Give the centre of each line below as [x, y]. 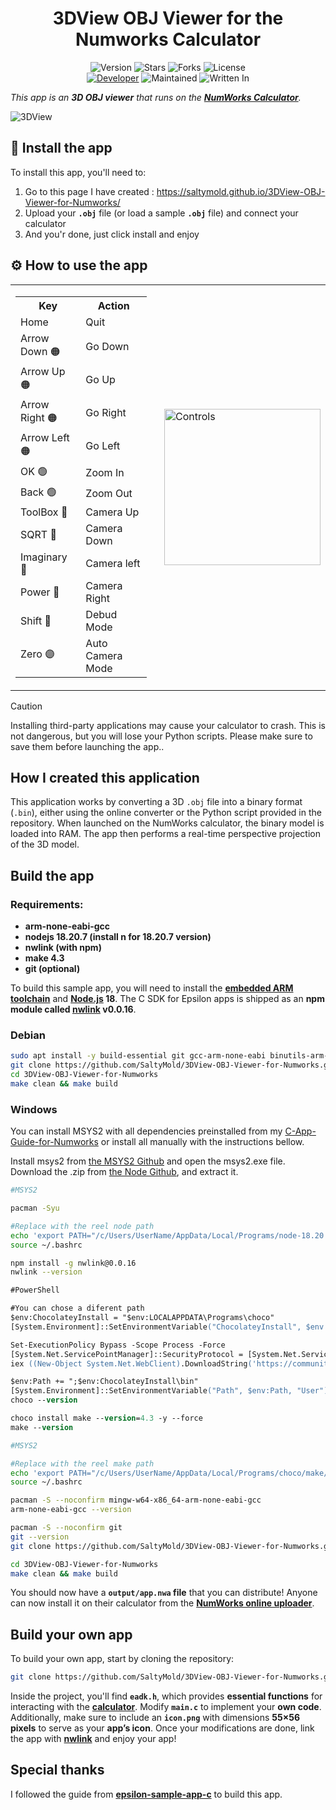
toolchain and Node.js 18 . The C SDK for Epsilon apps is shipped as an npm [167, 999]
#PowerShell [35, 1290]
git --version [40, 1537]
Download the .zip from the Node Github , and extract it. [124, 1172]
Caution [26, 706]
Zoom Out [109, 494]
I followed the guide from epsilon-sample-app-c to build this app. [146, 1794]
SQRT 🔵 [38, 534]
